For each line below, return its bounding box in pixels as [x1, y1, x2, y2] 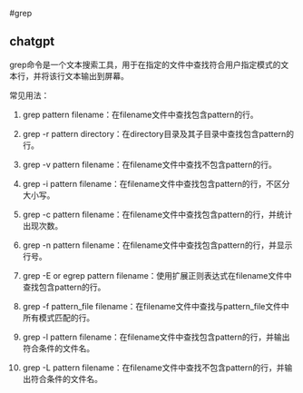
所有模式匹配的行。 [22, 312, 95, 323]
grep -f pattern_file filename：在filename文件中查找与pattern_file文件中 [22, 300, 290, 311]
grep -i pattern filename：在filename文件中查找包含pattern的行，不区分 [22, 178, 290, 189]
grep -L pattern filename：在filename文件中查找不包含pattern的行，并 [22, 362, 285, 373]
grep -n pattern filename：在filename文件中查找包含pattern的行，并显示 [22, 240, 293, 251]
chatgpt [9, 34, 55, 49]
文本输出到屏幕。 [64, 70, 129, 81]
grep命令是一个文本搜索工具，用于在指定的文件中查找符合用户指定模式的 [9, 59, 281, 70]
